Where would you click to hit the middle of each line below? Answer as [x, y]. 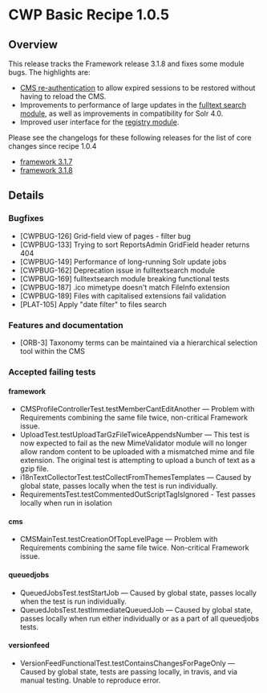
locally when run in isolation [66, 503]
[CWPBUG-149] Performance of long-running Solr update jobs [123, 261]
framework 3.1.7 [46, 162]
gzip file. [34, 469]
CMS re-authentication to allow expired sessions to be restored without [138, 88]
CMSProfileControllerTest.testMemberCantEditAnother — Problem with [137, 409]
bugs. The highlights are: [49, 72]
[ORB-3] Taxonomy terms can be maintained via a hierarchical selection [139, 342]
